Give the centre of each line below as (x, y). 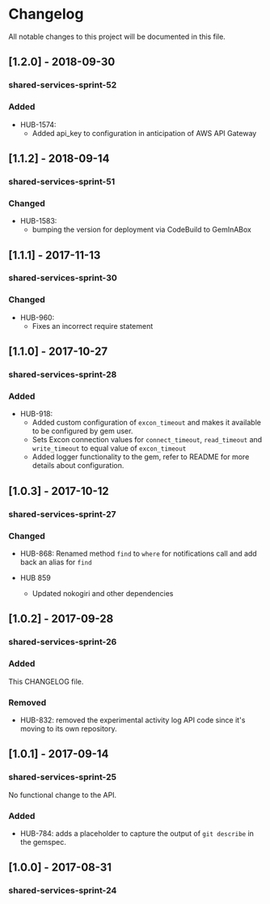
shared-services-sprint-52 (63, 85)
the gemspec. (43, 842)
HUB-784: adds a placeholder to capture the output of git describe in (137, 833)
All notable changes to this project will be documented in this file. (117, 36)
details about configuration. (78, 466)
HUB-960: (37, 318)
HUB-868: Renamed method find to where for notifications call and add (138, 553)
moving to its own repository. (68, 728)
